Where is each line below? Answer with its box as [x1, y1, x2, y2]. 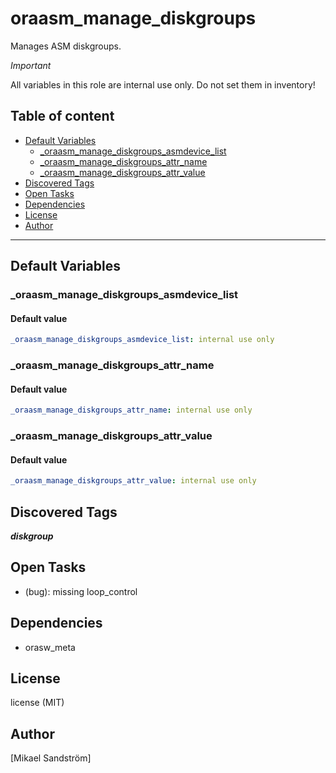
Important [10, 59, 52, 71]
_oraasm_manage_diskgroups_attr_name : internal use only [10, 405, 253, 416]
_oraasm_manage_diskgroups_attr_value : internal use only [10, 476, 257, 486]
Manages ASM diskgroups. [10, 40, 122, 52]
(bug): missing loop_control [24, 585, 138, 597]
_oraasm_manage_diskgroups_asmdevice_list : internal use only [10, 335, 275, 345]
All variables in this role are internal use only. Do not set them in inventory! [10, 78, 316, 91]
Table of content [10, 108, 115, 125]
